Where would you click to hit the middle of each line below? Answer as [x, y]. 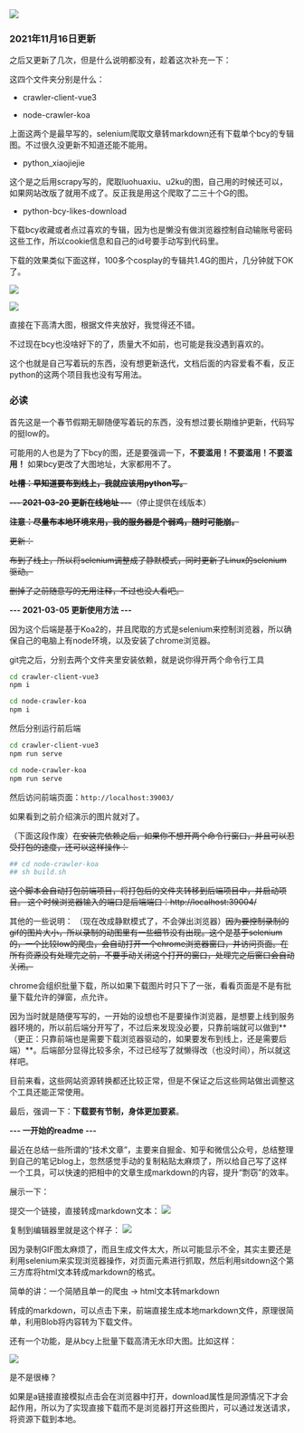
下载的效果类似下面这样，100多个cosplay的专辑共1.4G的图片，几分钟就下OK [152, 261]
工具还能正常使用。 [52, 1092]
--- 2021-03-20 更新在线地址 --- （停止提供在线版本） [110, 502]
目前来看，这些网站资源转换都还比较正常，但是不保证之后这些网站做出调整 [148, 1081]
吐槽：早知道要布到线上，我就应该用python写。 [99, 482]
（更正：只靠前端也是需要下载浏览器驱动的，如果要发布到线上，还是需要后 [148, 1039]
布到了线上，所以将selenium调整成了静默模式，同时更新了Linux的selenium [148, 559]
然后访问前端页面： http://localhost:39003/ [92, 797]
